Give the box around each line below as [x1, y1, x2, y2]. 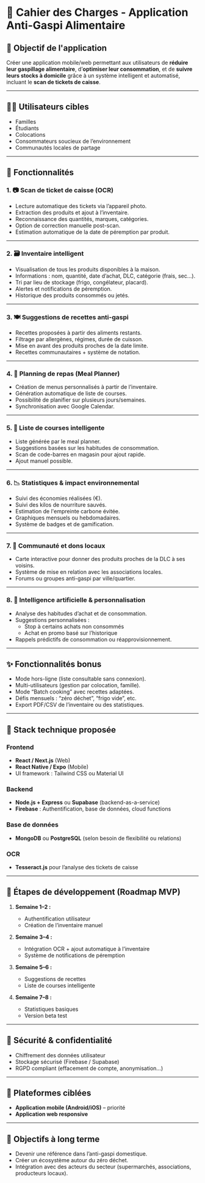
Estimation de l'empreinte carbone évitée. [15, 507, 120, 515]
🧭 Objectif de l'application [6, 43, 107, 53]
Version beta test [24, 1011, 68, 1019]
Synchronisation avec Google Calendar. [15, 403, 115, 410]
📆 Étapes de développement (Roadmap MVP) [6, 887, 181, 897]
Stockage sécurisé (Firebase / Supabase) [15, 1058, 120, 1065]
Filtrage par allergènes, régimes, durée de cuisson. [15, 336, 143, 343]
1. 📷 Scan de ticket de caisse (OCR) [6, 186, 114, 195]
